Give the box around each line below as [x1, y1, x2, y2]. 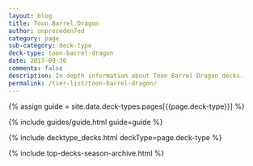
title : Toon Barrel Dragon [8, 19, 99, 27]
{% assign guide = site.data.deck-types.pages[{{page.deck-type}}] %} [8, 102, 245, 111]
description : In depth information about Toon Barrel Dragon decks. [8, 72, 244, 80]
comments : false [8, 64, 63, 73]
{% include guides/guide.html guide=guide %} [8, 117, 163, 127]
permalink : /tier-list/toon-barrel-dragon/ [8, 79, 158, 87]
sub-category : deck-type [8, 42, 92, 50]
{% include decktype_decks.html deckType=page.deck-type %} [8, 132, 222, 142]
